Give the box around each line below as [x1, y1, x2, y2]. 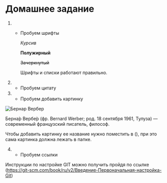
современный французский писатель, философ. [5, 121, 110, 127]
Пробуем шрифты [20, 30, 60, 36]
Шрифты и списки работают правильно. [20, 70, 108, 76]
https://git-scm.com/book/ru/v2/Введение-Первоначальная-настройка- [7, 167, 162, 173]
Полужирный [20, 50, 51, 56]
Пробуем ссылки [20, 151, 58, 157]
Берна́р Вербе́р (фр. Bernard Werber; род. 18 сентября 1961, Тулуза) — [5, 116, 158, 122]
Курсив [20, 39, 37, 46]
